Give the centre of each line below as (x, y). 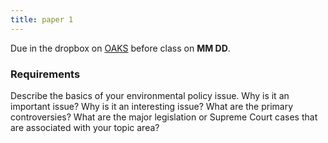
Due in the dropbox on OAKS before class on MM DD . (120, 48)
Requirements (45, 74)
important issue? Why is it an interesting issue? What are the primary (152, 106)
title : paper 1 (42, 19)
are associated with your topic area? (85, 127)
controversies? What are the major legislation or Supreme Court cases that (164, 117)
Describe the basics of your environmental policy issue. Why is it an (150, 95)
